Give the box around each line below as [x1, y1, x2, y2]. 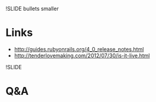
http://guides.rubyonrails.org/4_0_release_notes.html [14, 45, 144, 52]
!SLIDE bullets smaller [5, 5, 59, 12]
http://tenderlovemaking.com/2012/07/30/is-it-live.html [14, 52, 150, 59]
